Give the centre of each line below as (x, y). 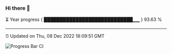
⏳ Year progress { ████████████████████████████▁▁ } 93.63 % (84, 19)
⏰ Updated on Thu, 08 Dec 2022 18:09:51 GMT (55, 36)
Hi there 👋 (18, 8)
